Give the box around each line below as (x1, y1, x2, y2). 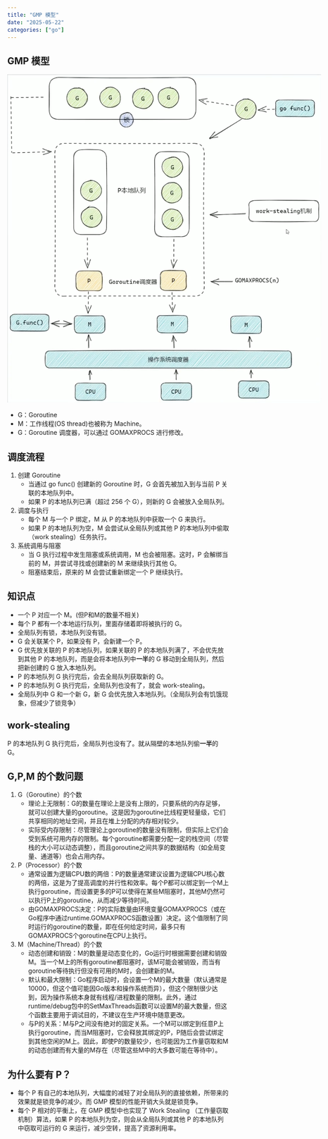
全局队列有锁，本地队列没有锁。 (17, 628, 111, 636)
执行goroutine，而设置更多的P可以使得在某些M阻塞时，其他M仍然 (27, 887, 220, 896)
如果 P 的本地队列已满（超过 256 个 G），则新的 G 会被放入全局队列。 (27, 498, 229, 505)
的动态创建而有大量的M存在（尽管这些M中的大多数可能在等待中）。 (27, 1046, 222, 1054)
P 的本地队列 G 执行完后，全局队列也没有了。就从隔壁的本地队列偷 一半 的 (7, 739, 219, 747)
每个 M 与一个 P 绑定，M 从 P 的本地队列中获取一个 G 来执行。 (27, 515, 210, 523)
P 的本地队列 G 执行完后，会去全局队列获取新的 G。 (17, 672, 168, 680)
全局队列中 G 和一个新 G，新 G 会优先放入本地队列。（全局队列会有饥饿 (17, 689, 222, 698)
